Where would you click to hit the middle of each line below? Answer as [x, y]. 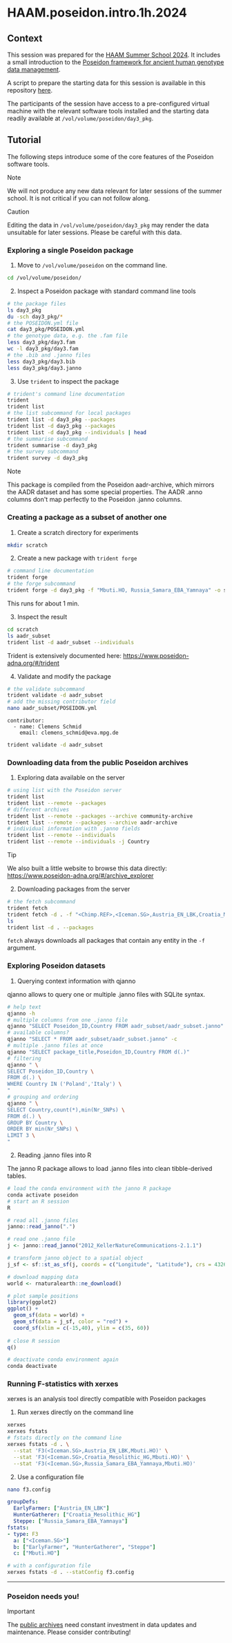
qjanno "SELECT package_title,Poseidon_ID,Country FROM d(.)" [98, 1052]
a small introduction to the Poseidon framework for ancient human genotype [116, 62]
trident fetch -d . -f [40, 914]
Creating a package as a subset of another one [87, 518]
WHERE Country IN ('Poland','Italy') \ [65, 1084]
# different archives [38, 809]
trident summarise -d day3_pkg [52, 445]
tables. [17, 1176]
